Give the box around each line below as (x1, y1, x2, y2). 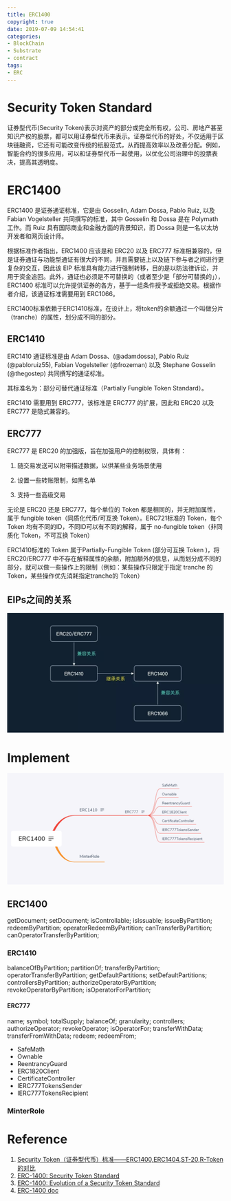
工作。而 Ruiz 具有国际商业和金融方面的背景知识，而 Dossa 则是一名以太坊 (7, 223, 219, 231)
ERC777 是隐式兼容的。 (7, 407, 74, 416)
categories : (7, 33, 41, 40)
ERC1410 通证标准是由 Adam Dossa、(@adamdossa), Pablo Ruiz (7, 352, 190, 361)
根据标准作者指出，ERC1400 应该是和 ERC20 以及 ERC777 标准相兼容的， (7, 247, 216, 255)
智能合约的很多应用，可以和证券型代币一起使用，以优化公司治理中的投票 (7, 149, 212, 158)
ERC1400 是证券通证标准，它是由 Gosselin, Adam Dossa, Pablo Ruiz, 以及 (7, 206, 215, 214)
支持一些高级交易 (16, 491, 66, 499)
